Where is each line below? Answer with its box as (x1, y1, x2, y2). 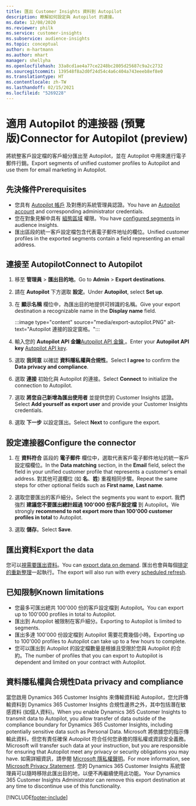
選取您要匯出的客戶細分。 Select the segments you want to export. (14, 494, 174, 501)
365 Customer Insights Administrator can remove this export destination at (6, 776, 185, 783)
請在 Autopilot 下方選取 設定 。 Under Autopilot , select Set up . (14, 288, 164, 295)
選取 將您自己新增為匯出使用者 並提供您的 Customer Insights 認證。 (14, 394, 177, 401)
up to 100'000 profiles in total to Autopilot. (14, 611, 116, 618)
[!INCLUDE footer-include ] (6, 794, 68, 801)
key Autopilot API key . (14, 345, 68, 352)
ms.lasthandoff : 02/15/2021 (6, 85, 75, 91)
